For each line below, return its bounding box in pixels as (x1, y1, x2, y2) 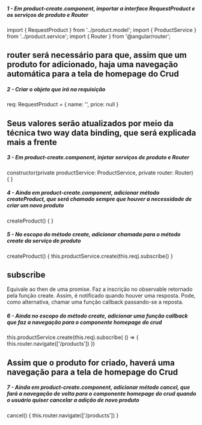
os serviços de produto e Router (7, 11, 89, 18)
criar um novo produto (7, 202, 64, 209)
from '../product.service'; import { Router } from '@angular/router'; (7, 32, 171, 40)
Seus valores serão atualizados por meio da (7, 118, 174, 129)
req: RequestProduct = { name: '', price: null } (7, 101, 119, 108)
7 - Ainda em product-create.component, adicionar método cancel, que (7, 384, 191, 391)
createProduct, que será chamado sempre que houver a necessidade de (7, 195, 192, 203)
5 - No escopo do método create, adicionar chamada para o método (7, 231, 181, 238)
